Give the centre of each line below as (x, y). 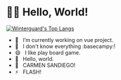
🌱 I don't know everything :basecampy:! (65, 46)
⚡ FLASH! (28, 72)
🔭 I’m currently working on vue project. (64, 40)
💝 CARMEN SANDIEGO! (45, 65)
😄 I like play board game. (47, 52)
